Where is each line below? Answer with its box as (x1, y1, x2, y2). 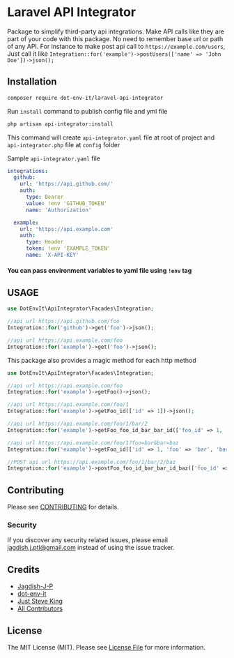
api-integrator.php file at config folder (7, 140, 120, 149)
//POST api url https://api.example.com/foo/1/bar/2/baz (7, 458, 176, 465)
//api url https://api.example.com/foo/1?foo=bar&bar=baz (7, 439, 179, 447)
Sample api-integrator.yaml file (7, 154, 101, 163)
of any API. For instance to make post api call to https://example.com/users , (7, 42, 226, 50)
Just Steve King (17, 597, 63, 606)
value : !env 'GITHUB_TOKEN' (25, 200, 108, 207)
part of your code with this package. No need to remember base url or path (7, 34, 224, 43)
